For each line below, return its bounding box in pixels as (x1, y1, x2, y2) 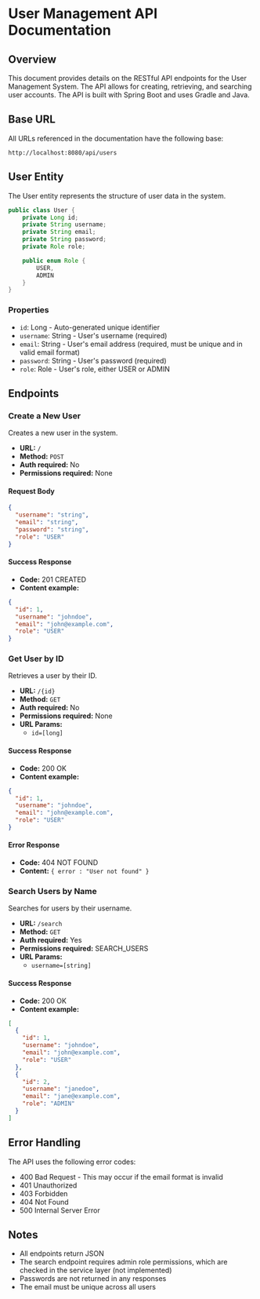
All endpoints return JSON (19, 1249, 104, 1258)
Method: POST (19, 452, 64, 462)
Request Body (8, 486, 55, 495)
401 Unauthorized (19, 1180, 78, 1190)
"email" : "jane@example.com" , (22, 1093, 121, 1100)
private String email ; (22, 228, 96, 236)
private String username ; (22, 221, 107, 228)
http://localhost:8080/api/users (8, 148, 117, 157)
